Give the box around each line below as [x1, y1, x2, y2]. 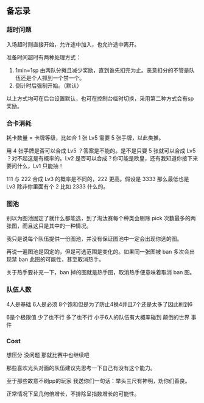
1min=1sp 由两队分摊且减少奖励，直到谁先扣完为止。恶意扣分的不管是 [15, 66, 190, 74]
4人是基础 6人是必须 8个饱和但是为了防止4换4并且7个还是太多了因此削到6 [6, 301, 193, 308]
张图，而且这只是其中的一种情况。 [6, 222, 92, 230]
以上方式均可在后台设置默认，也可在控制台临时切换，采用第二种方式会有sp [6, 95, 194, 102]
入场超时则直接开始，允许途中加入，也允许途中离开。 [6, 40, 140, 48]
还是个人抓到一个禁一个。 [20, 74, 85, 81]
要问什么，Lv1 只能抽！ [6, 162, 64, 169]
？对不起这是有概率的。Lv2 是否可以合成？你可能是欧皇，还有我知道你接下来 [6, 154, 199, 162]
